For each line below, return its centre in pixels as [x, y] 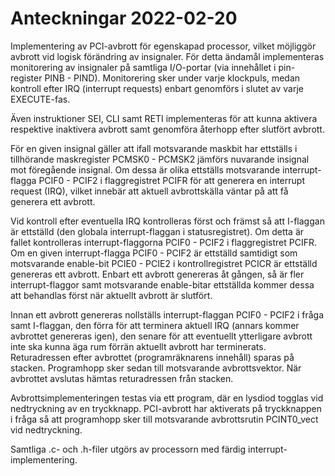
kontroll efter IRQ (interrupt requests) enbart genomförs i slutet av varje [157, 88]
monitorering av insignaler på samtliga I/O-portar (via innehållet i [143, 67]
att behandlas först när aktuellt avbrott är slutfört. [111, 295]
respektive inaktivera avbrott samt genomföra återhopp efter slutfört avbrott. [167, 129]
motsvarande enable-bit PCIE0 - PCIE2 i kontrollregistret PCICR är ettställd [164, 263]
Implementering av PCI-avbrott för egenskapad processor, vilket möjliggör [163, 46]
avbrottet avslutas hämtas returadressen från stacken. [122, 378]
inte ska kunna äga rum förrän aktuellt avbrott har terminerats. [138, 346]
